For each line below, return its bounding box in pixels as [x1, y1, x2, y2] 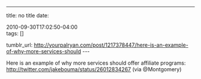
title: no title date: [6, 12, 49, 19]
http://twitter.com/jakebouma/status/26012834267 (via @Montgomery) [6, 66, 182, 72]
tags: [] [6, 30, 24, 37]
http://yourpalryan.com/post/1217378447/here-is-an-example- [33, 41, 188, 48]
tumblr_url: [6, 41, 33, 48]
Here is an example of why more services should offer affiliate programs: [6, 59, 186, 66]
